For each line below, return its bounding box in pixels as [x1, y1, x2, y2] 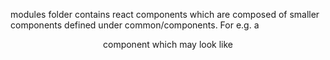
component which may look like [102, 39, 234, 50]
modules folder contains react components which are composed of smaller [10, 9, 320, 20]
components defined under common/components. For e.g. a [10, 19, 260, 31]
